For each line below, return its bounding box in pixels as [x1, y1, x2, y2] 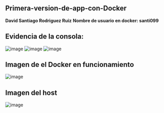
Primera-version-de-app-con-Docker [5, 4, 127, 13]
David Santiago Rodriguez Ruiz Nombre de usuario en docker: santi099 [5, 17, 159, 23]
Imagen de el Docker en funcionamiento [5, 60, 135, 69]
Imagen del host [5, 88, 57, 97]
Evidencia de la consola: [5, 32, 84, 41]
